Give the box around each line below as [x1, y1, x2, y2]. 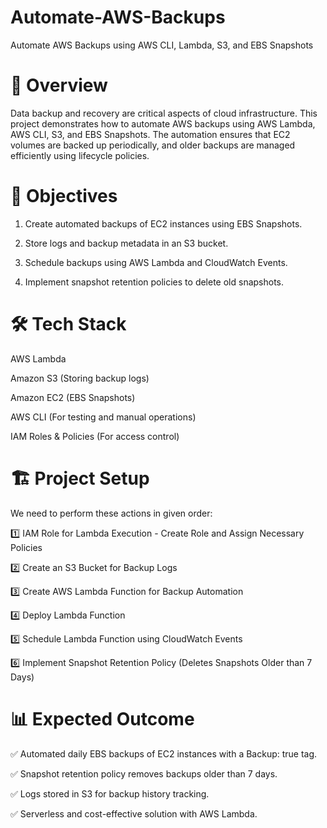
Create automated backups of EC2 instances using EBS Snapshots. [24, 217, 303, 230]
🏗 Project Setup [10, 467, 150, 490]
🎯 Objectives [10, 185, 118, 208]
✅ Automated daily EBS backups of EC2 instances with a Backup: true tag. [10, 747, 318, 760]
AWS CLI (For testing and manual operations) [10, 411, 197, 423]
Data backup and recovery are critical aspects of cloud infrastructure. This [10, 107, 318, 119]
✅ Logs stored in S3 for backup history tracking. [10, 787, 210, 800]
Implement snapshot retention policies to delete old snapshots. [24, 276, 285, 288]
